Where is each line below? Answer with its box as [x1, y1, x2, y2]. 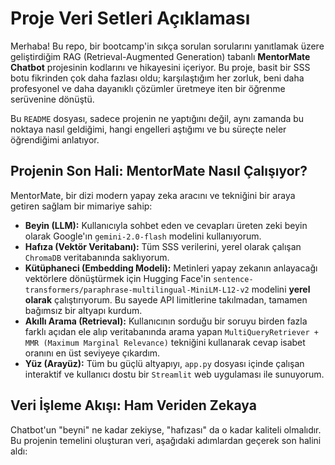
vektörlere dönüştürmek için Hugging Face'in [24, 272, 212, 284]
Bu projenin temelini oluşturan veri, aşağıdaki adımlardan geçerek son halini [10, 434, 322, 446]
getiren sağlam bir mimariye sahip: [10, 200, 153, 212]
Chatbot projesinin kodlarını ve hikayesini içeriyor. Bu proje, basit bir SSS [10, 61, 311, 73]
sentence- [213, 274, 254, 284]
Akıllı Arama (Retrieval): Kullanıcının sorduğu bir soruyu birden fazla [24, 315, 308, 327]
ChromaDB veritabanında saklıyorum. [24, 251, 170, 263]
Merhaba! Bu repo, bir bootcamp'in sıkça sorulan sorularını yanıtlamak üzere [10, 40, 325, 52]
